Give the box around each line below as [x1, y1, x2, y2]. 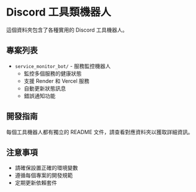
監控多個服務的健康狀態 [23, 70, 82, 77]
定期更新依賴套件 [14, 179, 57, 187]
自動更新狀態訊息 [23, 85, 66, 92]
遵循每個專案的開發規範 [14, 172, 73, 179]
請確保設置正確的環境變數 [14, 165, 78, 172]
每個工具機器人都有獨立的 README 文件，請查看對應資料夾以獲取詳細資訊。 [6, 128, 194, 135]
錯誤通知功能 [23, 92, 56, 99]
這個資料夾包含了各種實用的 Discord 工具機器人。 [6, 26, 128, 33]
